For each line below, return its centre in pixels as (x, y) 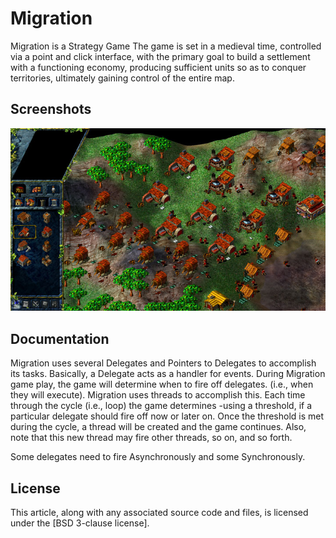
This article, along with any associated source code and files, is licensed (159, 513)
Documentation (60, 338)
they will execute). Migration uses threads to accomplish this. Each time (158, 395)
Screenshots (51, 109)
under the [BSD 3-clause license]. (80, 523)
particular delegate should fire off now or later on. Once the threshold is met (167, 416)
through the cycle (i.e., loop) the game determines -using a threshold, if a (161, 406)
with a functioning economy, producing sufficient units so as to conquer (158, 67)
